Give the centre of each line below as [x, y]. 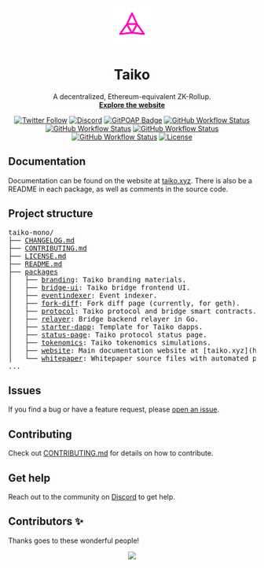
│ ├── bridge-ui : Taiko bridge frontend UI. [99, 287]
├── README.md [35, 264]
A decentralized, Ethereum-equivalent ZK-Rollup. [132, 96]
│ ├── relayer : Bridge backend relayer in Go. [103, 319]
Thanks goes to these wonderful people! [74, 540]
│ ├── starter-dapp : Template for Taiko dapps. [106, 326]
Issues [25, 391]
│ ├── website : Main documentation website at [103, 350]
